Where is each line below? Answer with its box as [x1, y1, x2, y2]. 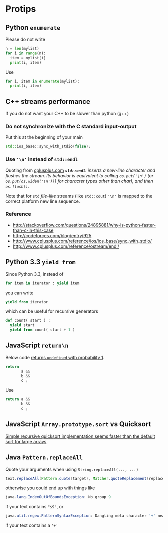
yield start [10, 323, 35, 328]
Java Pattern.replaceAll [5, 453, 83, 462]
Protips [5, 3, 36, 15]
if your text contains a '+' [5, 522, 59, 528]
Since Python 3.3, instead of [5, 271, 64, 277]
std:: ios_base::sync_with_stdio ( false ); [5, 144, 91, 149]
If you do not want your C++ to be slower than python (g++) [5, 111, 129, 117]
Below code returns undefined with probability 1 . [5, 354, 105, 360]
